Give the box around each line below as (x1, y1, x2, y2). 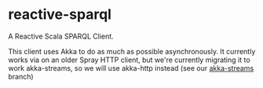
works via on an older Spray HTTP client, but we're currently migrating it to (8, 55, 250, 64)
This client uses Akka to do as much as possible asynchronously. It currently (8, 46, 256, 56)
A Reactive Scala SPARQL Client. (8, 31, 114, 41)
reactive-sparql (8, 5, 112, 24)
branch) (8, 71, 34, 81)
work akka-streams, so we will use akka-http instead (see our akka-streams (8, 63, 254, 72)
